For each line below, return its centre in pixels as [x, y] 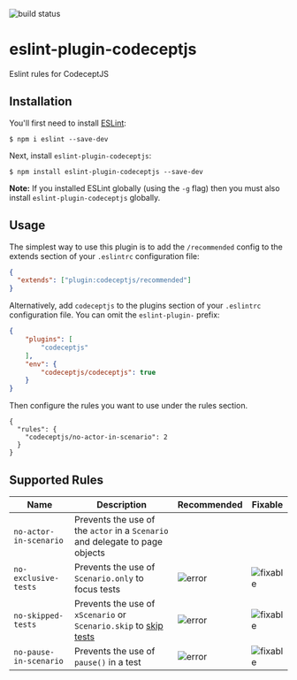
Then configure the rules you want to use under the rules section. [129, 406]
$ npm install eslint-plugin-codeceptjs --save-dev [106, 172]
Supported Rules [57, 480]
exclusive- [36, 578]
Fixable [267, 504]
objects [90, 553]
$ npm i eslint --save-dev [59, 139]
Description [122, 504]
